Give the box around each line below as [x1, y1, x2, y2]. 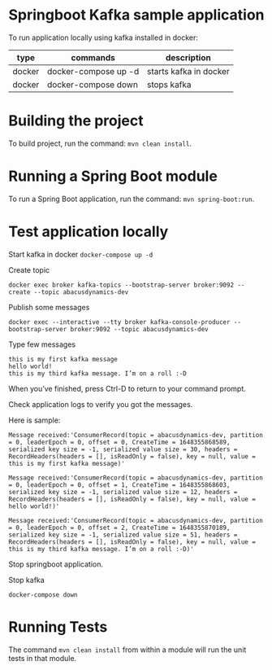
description [165, 51, 211, 63]
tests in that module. [8, 653, 77, 663]
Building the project [8, 112, 144, 130]
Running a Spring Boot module [8, 167, 218, 186]
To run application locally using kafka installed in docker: [8, 33, 199, 42]
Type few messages [8, 339, 76, 349]
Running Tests [8, 617, 108, 636]
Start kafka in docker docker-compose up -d [8, 249, 153, 259]
